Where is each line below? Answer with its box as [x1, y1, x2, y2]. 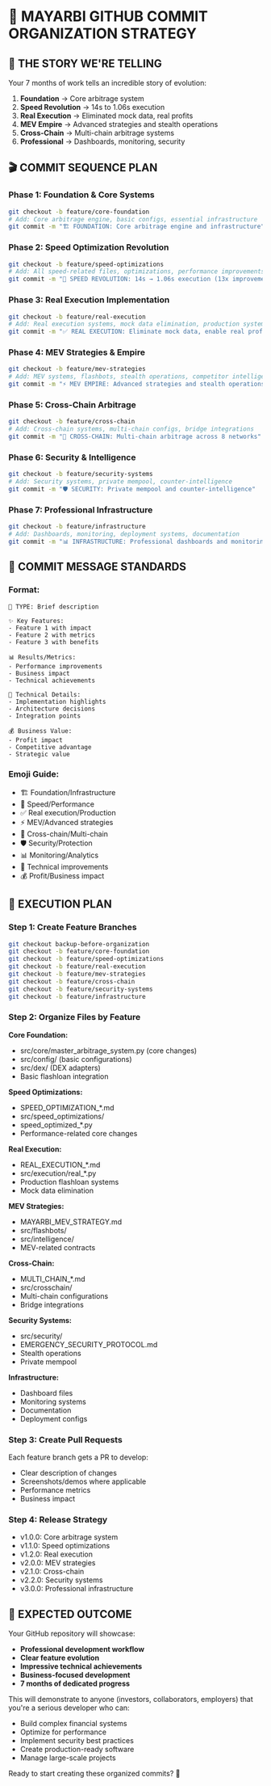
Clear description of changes [19, 1468, 117, 1478]
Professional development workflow [19, 1645, 145, 1654]
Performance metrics [19, 1485, 91, 1495]
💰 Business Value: [8, 727, 73, 735]
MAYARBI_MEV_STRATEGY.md [19, 1216, 123, 1227]
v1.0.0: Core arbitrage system [19, 1532, 119, 1542]
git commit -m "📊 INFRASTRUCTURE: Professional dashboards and [8, 537, 228, 545]
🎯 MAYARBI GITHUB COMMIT [8, 7, 208, 26]
